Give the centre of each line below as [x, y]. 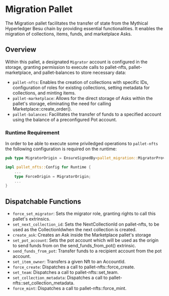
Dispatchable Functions [43, 201]
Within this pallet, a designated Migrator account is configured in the [76, 62]
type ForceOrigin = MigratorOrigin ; [53, 176]
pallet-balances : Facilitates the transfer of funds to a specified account [87, 114]
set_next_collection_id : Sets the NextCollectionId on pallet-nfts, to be [86, 224]
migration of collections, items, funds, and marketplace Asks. [69, 34]
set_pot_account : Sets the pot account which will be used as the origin [86, 240]
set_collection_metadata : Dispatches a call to [60, 278]
